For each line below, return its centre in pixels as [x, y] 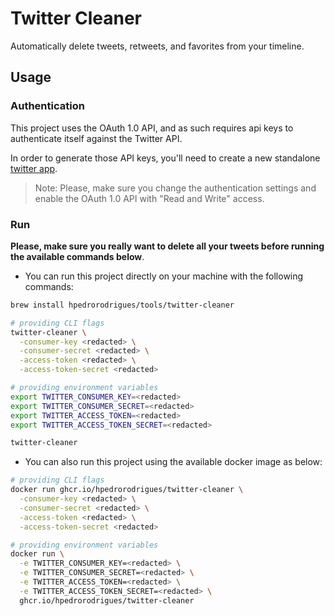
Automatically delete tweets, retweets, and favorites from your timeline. [157, 46]
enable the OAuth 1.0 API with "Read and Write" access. [149, 198]
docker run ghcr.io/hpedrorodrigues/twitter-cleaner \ [127, 490]
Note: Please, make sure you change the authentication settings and [175, 188]
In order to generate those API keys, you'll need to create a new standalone [165, 158]
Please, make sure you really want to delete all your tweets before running [167, 246]
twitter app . [34, 168]
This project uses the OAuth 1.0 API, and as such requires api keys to [152, 128]
